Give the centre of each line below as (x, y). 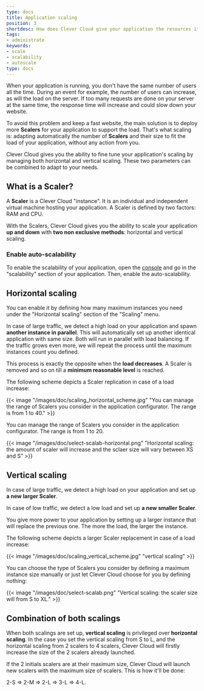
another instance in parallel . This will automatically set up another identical (101, 332)
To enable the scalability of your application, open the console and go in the (101, 267)
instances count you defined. (43, 352)
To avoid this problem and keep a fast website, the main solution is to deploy (102, 123)
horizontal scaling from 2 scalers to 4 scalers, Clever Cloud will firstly (93, 645)
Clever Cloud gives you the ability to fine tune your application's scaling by (100, 154)
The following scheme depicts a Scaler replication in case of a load (90, 382)
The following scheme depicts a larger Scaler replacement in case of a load (101, 538)
